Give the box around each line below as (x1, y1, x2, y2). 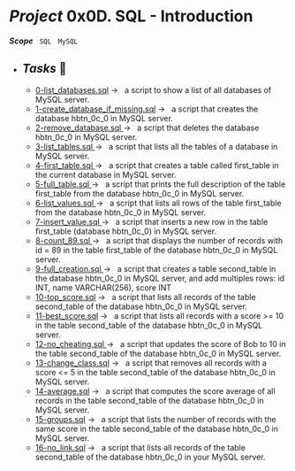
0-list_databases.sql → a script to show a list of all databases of (34, 84, 272, 95)
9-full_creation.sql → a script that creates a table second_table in (34, 263, 276, 274)
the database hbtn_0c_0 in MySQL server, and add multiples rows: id (34, 273, 285, 283)
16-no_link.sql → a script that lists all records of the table (34, 442, 246, 452)
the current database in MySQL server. (34, 169, 177, 180)
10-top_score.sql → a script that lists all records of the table (34, 291, 256, 302)
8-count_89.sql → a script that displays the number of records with (34, 235, 284, 245)
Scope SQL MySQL (9, 35, 78, 46)
